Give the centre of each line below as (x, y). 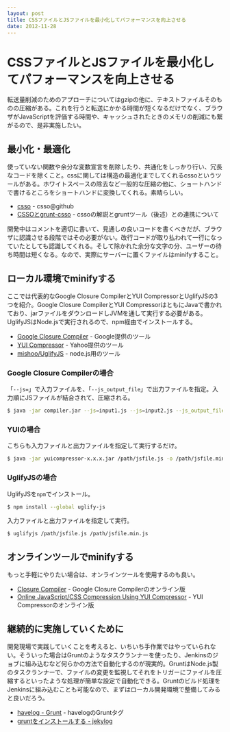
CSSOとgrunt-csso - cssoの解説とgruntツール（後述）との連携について (118, 215)
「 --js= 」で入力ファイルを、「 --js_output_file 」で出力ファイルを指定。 (110, 389)
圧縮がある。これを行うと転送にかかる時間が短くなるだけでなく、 (112, 108)
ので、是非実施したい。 (52, 125)
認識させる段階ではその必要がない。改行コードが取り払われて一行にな (118, 238)
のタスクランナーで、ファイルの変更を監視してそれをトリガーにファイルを (112, 672)
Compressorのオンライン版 (55, 605)
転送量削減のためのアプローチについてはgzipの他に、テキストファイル (106, 99)
